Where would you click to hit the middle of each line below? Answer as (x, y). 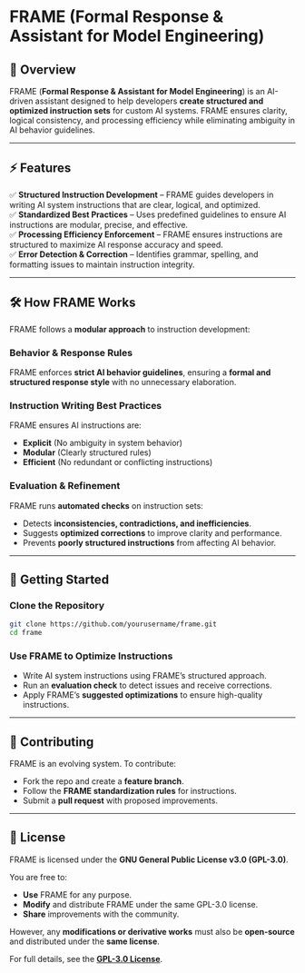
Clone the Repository (57, 605)
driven (21, 101)
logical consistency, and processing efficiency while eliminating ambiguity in (152, 120)
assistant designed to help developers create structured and (149, 101)
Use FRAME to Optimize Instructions (91, 656)
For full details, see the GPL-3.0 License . (86, 958)
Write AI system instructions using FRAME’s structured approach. (144, 676)
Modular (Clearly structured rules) (87, 452)
